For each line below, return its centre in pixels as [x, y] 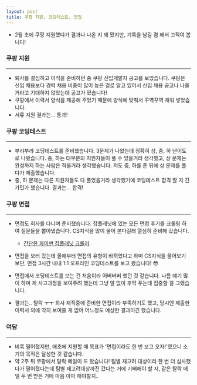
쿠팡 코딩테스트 [26, 131]
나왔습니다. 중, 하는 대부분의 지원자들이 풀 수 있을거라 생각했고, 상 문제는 [103, 158]
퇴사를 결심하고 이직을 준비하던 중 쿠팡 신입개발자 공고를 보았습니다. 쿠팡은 [100, 78]
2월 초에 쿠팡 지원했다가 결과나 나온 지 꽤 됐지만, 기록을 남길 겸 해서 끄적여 [99, 34]
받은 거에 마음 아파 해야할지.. [66, 376]
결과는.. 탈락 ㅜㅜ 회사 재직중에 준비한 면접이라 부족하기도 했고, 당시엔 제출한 [102, 303]
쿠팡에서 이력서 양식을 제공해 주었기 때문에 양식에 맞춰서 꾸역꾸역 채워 [94, 100]
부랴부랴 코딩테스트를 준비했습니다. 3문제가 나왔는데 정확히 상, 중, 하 [93, 151]
